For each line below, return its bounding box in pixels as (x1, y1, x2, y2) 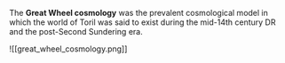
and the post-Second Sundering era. (9, 27, 144, 36)
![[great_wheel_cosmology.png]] (9, 43, 128, 54)
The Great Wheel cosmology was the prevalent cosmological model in (9, 8, 268, 18)
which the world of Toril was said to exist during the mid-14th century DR (9, 17, 276, 28)
